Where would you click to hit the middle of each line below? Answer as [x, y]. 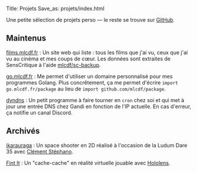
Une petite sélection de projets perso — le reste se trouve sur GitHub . [91, 20]
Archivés [23, 131]
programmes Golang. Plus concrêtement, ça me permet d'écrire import [92, 82]
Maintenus [26, 38]
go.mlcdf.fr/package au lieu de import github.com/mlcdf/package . [86, 89]
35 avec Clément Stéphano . [40, 151]
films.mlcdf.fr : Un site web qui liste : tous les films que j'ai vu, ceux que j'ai [97, 52]
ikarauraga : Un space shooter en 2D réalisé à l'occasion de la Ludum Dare [97, 145]
